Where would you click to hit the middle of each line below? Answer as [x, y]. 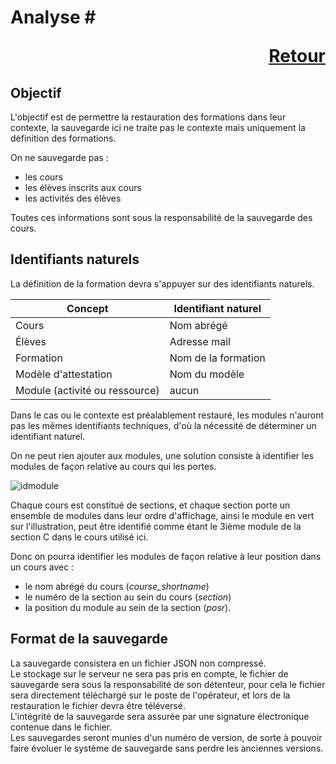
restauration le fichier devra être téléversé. [98, 705]
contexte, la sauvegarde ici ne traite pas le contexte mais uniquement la [158, 127]
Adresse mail [200, 341]
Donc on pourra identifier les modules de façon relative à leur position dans [166, 556]
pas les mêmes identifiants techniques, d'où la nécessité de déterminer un [163, 425]
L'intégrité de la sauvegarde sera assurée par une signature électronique [160, 716]
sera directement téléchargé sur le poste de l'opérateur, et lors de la [150, 695]
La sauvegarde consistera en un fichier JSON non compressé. [138, 663]
